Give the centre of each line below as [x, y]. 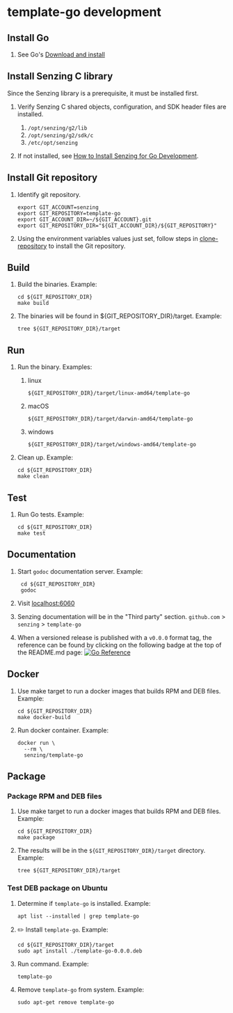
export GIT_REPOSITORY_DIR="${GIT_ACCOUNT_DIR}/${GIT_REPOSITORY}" [117, 226]
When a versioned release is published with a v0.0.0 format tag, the [114, 637]
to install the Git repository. [87, 246]
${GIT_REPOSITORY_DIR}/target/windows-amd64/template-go [112, 445]
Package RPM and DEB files [55, 796]
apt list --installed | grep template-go [78, 916]
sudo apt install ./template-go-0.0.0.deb [80, 951]
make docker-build [44, 717]
